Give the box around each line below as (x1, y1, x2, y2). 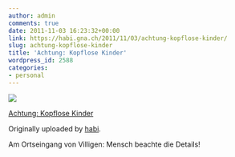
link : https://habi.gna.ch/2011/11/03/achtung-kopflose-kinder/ (8, 34, 228, 42)
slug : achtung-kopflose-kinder (8, 42, 113, 50)
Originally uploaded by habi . (8, 123, 102, 133)
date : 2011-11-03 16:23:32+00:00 (8, 26, 120, 34)
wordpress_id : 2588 (8, 57, 74, 65)
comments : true (8, 19, 59, 27)
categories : (8, 64, 48, 72)
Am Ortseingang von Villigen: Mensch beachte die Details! (8, 139, 201, 149)
